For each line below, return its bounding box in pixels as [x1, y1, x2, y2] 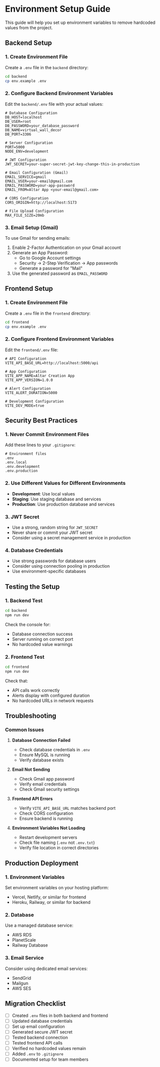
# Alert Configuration [5, 386, 51, 391]
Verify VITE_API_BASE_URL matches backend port [19, 805, 116, 811]
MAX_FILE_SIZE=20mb [5, 213, 45, 218]
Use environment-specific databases [12, 569, 86, 574]
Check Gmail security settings [19, 786, 80, 792]
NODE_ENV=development [5, 149, 49, 154]
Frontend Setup [5, 285, 53, 293]
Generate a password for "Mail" [19, 265, 83, 271]
